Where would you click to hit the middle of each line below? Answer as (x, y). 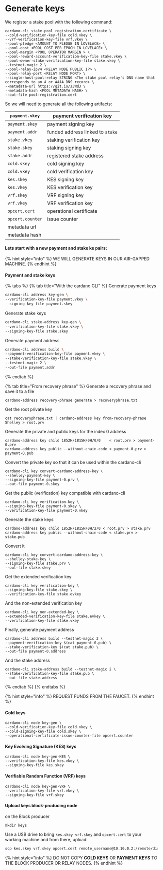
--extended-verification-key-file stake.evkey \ (55, 616)
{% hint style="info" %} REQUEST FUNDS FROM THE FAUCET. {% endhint (80, 696)
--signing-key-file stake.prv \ (38, 563)
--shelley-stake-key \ (28, 559)
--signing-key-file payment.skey (39, 304)
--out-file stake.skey (28, 568)
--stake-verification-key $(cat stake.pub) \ (52, 647)
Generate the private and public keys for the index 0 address (66, 431)
